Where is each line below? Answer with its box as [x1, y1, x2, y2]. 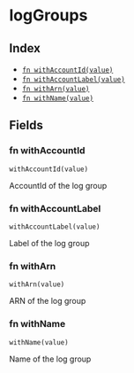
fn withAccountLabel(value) [21, 75, 125, 84]
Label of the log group [9, 237, 90, 248]
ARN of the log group [9, 296, 86, 307]
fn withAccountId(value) [21, 66, 114, 74]
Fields [9, 118, 44, 133]
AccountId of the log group [9, 180, 108, 190]
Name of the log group [9, 354, 92, 364]
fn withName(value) [21, 94, 94, 103]
